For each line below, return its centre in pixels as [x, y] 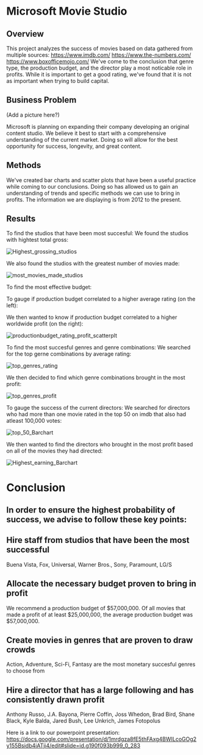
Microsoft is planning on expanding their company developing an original [98, 126]
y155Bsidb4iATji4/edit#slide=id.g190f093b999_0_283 [73, 746]
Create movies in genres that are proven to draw [100, 640]
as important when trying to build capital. [58, 81]
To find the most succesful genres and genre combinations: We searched [98, 348]
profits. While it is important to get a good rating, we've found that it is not [99, 74]
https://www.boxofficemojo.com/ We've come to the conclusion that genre [100, 61]
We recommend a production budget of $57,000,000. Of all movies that [96, 608]
